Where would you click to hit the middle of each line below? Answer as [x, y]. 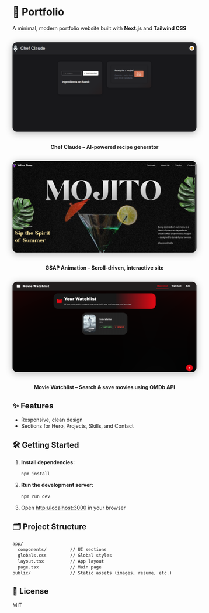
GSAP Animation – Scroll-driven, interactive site [104, 268]
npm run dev [35, 496]
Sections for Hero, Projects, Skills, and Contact [77, 426]
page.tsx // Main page [60, 567]
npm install [35, 474]
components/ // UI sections [62, 550]
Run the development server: [57, 485]
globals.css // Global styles [65, 556]
